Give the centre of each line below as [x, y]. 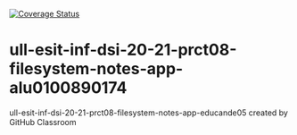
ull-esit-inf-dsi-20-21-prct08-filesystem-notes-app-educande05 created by [148, 113]
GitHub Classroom [43, 122]
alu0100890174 [68, 88]
